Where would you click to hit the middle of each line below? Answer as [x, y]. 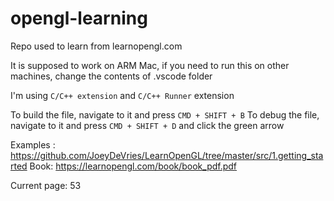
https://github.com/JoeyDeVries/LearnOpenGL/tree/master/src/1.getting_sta [167, 155]
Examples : [33, 144]
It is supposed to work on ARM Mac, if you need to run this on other [150, 65]
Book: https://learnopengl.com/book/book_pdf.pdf [133, 166]
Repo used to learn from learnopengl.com [96, 46]
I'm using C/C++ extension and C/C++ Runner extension [122, 95]
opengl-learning [79, 18]
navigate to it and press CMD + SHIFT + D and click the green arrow [147, 125]
